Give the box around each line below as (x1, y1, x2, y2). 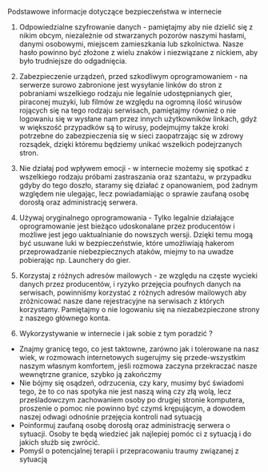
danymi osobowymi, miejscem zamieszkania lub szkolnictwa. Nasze (18, 39, 244, 49)
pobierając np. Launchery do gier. (18, 256, 131, 264)
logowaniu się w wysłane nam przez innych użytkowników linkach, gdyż (18, 114, 258, 123)
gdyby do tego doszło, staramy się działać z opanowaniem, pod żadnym (18, 180, 258, 190)
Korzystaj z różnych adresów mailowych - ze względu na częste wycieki (18, 271, 258, 280)
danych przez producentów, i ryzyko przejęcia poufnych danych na (18, 280, 242, 288)
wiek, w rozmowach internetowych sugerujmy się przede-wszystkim (18, 353, 246, 362)
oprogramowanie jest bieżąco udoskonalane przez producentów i (18, 221, 235, 231)
